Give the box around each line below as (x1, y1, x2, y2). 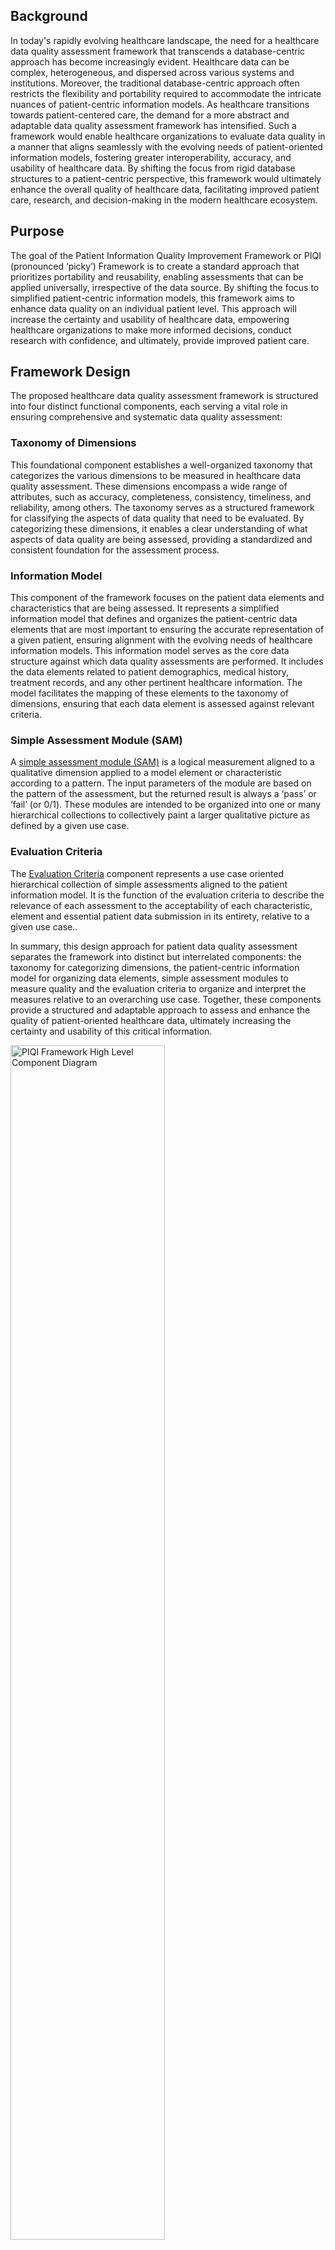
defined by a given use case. (10, 820, 130, 832)
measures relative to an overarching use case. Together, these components (10, 993, 322, 1005)
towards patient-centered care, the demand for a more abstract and (10, 109, 290, 121)
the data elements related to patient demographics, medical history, (10, 666, 289, 678)
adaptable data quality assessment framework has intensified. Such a (10, 119, 297, 131)
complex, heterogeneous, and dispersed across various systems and (10, 66, 295, 78)
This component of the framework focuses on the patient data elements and (10, 592, 325, 604)
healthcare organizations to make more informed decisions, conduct (10, 324, 292, 336)
